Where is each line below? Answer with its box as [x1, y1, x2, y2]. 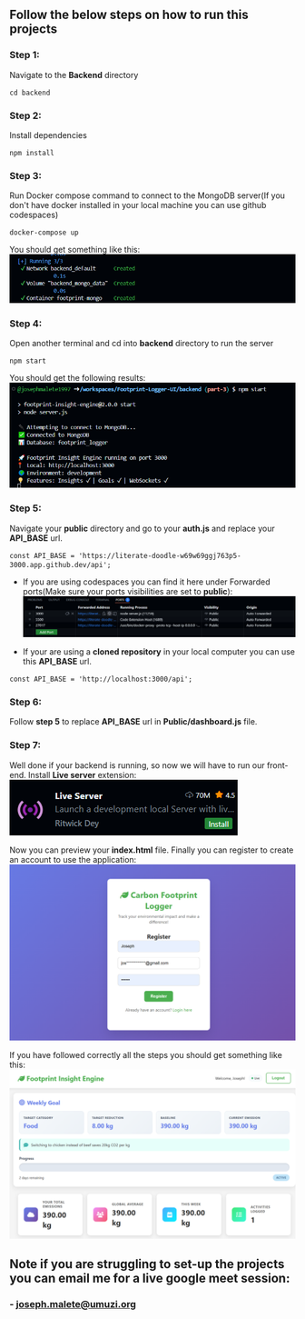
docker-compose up [9, 228, 79, 237]
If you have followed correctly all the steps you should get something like [9, 1050, 283, 1061]
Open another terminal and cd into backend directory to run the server [9, 337, 274, 348]
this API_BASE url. [22, 656, 93, 667]
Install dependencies [9, 129, 88, 140]
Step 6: [9, 695, 43, 708]
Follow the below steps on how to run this [9, 7, 249, 23]
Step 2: [9, 109, 43, 122]
